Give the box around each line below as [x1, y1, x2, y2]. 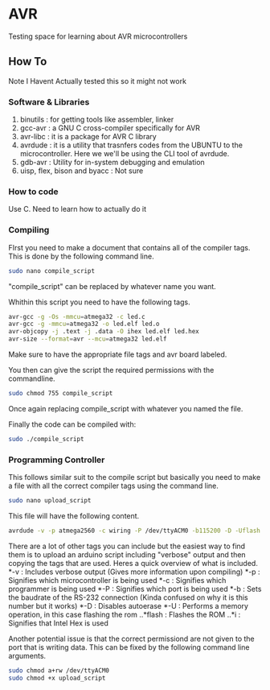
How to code [8, 186, 59, 197]
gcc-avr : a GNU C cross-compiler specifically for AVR [19, 123, 201, 133]
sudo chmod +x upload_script [8, 674, 106, 682]
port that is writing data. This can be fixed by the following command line [8, 642, 250, 652]
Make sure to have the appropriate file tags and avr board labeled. [8, 349, 227, 359]
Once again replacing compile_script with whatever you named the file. [8, 403, 243, 413]
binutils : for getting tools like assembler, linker [19, 114, 174, 125]
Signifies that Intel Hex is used [8, 618, 108, 628]
